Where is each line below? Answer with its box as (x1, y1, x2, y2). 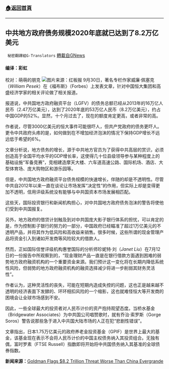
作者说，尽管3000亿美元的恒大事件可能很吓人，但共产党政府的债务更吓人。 (5, 123, 162, 129)
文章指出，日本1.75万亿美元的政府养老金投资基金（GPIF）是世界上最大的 (5, 329, 156, 335)
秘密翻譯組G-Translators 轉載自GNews (7, 52, 86, 58)
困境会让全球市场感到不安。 (5, 294, 63, 301)
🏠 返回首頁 (5, 4, 32, 11)
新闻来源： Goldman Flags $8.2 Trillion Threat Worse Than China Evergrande (5, 358, 163, 364)
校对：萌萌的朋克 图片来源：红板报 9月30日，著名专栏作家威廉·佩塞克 (5, 77, 155, 83)
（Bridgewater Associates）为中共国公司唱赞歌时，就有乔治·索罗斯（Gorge (5, 312, 161, 318)
